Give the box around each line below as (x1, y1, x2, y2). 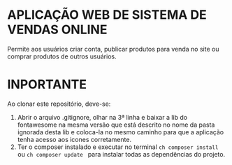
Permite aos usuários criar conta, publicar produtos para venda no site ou (7, 45, 219, 53)
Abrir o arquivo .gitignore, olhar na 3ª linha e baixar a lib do (17, 113, 187, 121)
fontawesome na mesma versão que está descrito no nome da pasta (17, 120, 215, 129)
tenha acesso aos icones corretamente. (17, 135, 131, 143)
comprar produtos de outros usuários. (7, 52, 117, 61)
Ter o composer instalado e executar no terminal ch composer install (17, 143, 219, 151)
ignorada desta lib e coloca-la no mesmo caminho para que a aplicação (17, 127, 224, 136)
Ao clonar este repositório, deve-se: (7, 100, 111, 108)
